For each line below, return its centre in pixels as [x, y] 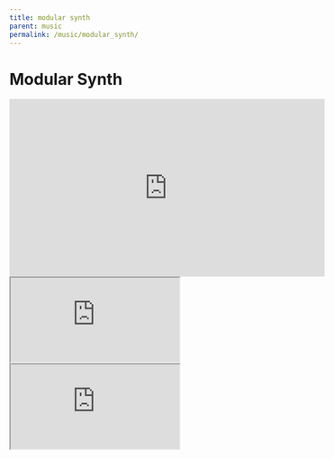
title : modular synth [50, 18]
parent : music [36, 26]
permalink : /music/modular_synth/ [74, 34]
